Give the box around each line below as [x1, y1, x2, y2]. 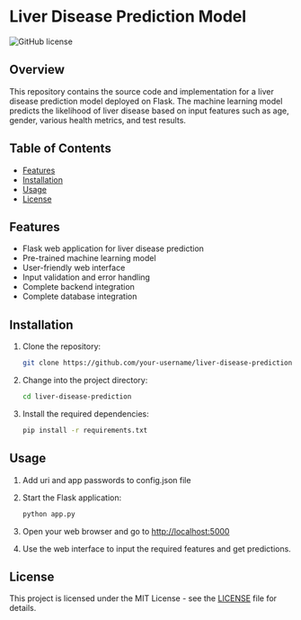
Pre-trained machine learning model [22, 253, 156, 264]
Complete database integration [22, 291, 137, 302]
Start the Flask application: [22, 492, 122, 503]
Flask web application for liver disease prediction [22, 243, 205, 254]
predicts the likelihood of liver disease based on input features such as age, [9, 105, 289, 116]
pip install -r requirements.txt [22, 426, 148, 435]
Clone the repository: [22, 341, 102, 352]
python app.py [22, 509, 75, 518]
